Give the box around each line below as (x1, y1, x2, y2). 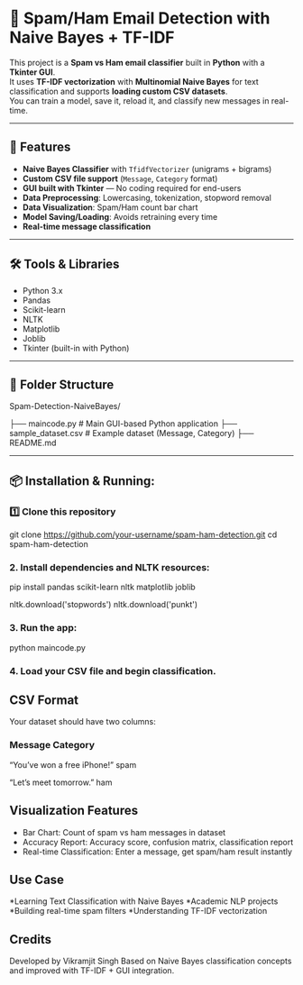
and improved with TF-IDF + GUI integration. (9, 965, 175, 976)
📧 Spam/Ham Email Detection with (9, 8, 271, 29)
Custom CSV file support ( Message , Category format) (22, 173, 218, 184)
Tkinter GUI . (9, 67, 56, 78)
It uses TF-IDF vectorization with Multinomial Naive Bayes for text (9, 76, 259, 87)
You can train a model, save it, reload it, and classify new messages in (9, 95, 270, 106)
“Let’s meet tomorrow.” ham (9, 777, 113, 788)
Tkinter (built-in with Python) (22, 342, 130, 353)
